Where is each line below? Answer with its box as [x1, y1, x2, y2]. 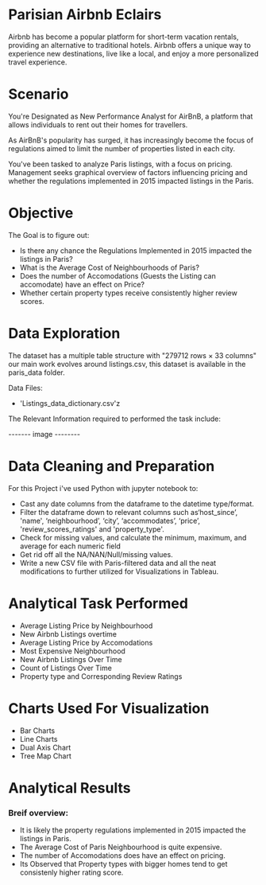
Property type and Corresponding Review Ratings [19, 671, 183, 681]
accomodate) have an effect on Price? [19, 279, 145, 289]
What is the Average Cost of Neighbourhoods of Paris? [19, 263, 200, 272]
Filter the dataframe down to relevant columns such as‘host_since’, [19, 507, 238, 517]
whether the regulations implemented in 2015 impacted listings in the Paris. [8, 176, 254, 185]
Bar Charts [19, 726, 56, 735]
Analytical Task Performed [8, 595, 189, 612]
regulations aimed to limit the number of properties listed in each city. [8, 143, 236, 153]
